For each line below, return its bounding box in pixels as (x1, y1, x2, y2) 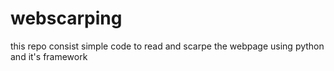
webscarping (10, 7, 123, 30)
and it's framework (10, 50, 88, 62)
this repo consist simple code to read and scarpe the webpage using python (10, 40, 325, 52)
